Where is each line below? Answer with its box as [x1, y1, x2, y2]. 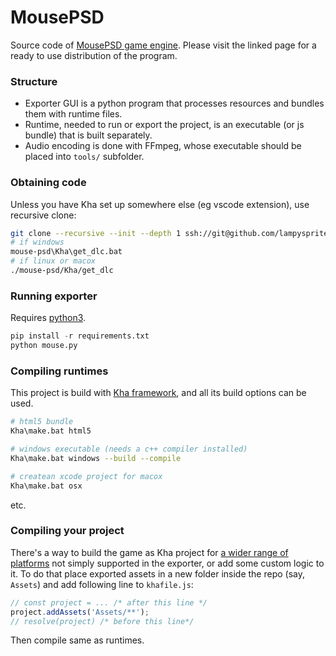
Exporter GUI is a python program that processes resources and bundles [24, 97, 325, 110]
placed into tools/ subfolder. [24, 151, 145, 163]
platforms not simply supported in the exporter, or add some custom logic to [10, 557, 325, 569]
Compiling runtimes [10, 364, 109, 378]
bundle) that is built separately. [24, 129, 153, 141]
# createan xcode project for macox [10, 471, 163, 481]
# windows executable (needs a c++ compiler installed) [10, 444, 248, 454]
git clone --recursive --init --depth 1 [10, 228, 182, 238]
